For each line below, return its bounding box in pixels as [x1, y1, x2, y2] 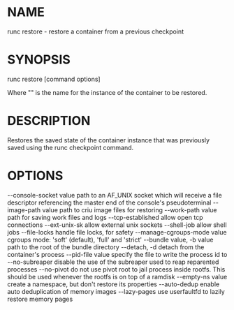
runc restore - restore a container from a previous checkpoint [7, 27, 184, 36]
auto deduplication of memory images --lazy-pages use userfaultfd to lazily [7, 287, 225, 295]
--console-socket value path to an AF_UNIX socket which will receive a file [7, 191, 222, 199]
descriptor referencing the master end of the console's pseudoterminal [7, 198, 212, 207]
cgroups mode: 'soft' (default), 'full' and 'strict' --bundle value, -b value [7, 235, 214, 244]
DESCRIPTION [7, 113, 91, 129]
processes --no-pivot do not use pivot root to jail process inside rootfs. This [7, 265, 226, 273]
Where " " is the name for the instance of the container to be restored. [7, 88, 207, 96]
